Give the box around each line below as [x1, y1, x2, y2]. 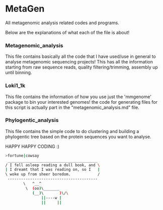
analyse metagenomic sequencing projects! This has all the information [5, 59, 153, 65]
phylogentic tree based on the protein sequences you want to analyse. [5, 133, 151, 139]
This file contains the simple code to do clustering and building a [5, 128, 139, 134]
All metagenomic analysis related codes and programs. [5, 20, 119, 26]
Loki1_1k [5, 82, 26, 89]
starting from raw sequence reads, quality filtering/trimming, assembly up [5, 64, 158, 71]
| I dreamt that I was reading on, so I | [5, 167, 100, 172]
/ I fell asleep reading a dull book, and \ [5, 162, 100, 168]
